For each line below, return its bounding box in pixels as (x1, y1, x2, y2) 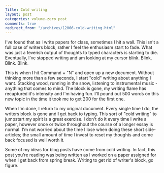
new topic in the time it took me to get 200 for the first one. (5, 96, 125, 102)
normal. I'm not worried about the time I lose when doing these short (5, 127, 144, 132)
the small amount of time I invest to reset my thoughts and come (22, 132, 153, 138)
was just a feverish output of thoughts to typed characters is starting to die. (5, 50, 159, 56)
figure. (5, 163, 19, 169)
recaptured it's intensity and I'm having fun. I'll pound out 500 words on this (5, 91, 159, 97)
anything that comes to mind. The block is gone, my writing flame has (5, 86, 147, 91)
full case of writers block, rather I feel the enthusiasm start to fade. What (5, 44, 153, 50)
